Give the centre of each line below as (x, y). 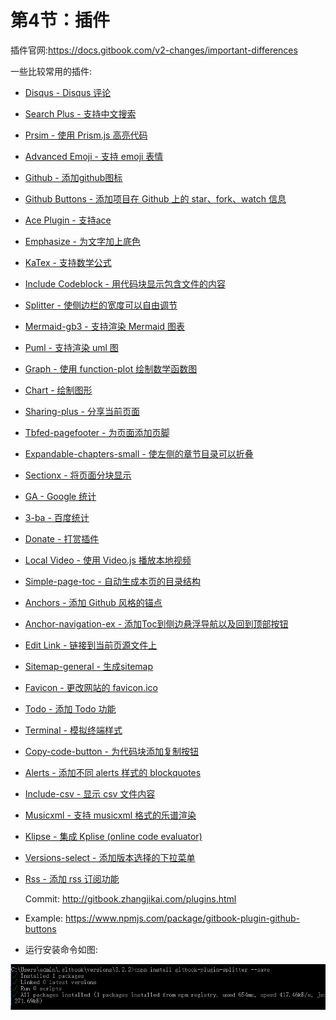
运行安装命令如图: (61, 949)
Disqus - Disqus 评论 (68, 92)
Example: (44, 918)
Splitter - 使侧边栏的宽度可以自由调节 (101, 305)
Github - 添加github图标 (73, 177)
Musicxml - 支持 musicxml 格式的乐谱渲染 (110, 815)
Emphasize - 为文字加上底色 (82, 241)
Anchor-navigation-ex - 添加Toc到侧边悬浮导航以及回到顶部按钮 (156, 623)
